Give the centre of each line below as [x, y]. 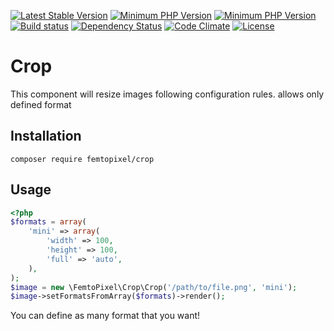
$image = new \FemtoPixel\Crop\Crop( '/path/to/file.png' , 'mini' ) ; [154, 287]
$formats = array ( [48, 222]
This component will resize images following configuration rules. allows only [167, 94]
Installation [46, 136]
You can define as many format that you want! [105, 316]
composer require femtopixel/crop [82, 159]
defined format [41, 104]
